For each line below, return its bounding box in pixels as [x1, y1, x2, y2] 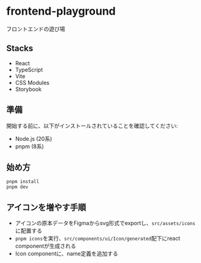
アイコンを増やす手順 [6, 202, 86, 212]
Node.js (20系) [15, 135, 52, 142]
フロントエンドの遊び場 [6, 25, 65, 32]
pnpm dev [6, 184, 29, 190]
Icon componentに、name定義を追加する [15, 250, 119, 258]
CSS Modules [15, 79, 50, 86]
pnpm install [6, 179, 40, 185]
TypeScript [15, 66, 43, 73]
